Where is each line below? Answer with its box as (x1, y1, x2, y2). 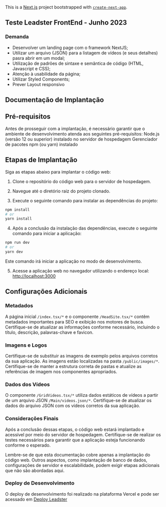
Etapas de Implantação (5, 156, 78, 164)
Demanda (5, 33, 29, 40)
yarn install (5, 216, 32, 222)
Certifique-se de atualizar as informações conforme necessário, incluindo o (5, 324, 160, 330)
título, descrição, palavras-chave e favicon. (5, 329, 94, 335)
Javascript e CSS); (12, 65, 51, 71)
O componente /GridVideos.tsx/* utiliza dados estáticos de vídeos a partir (5, 392, 159, 398)
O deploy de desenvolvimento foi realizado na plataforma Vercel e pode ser (5, 491, 160, 497)
